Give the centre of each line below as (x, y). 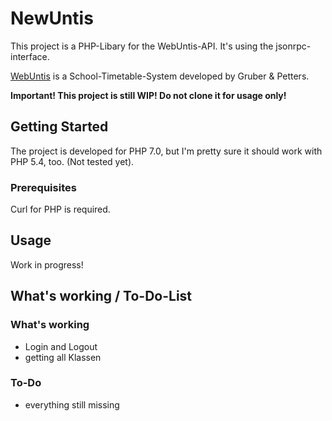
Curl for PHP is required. (60, 209)
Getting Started (59, 127)
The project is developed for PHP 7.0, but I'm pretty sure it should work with (166, 151)
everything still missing (72, 404)
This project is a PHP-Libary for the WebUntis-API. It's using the (142, 46)
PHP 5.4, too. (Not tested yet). (72, 161)
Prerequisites (43, 187)
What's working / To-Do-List (101, 296)
